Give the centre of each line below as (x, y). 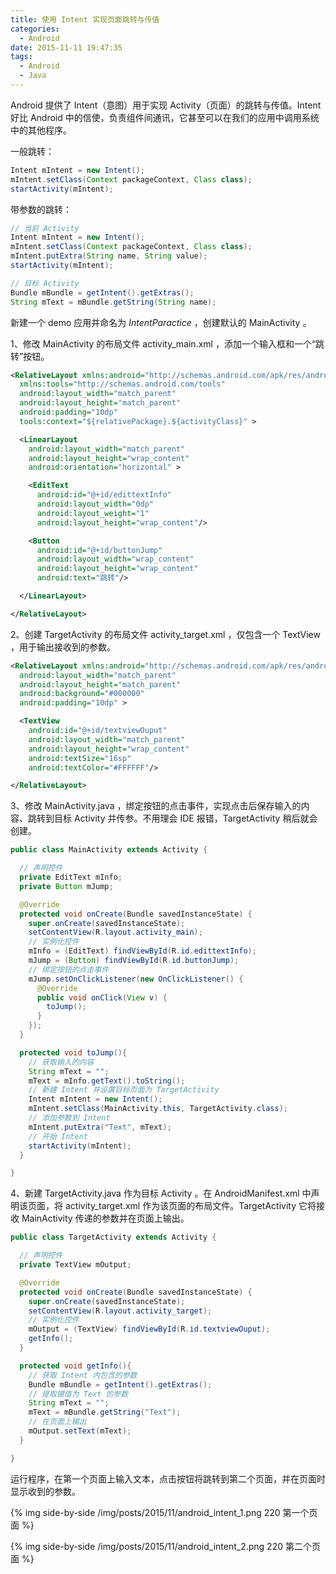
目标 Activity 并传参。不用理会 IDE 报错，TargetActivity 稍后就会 (185, 818)
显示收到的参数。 (45, 1491)
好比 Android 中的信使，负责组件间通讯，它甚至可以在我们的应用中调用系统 (165, 117)
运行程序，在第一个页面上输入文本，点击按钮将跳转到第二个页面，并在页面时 (168, 1478)
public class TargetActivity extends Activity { (113, 1237)
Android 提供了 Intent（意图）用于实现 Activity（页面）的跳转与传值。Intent (166, 105)
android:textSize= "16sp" (80, 758)
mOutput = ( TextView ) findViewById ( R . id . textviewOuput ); (149, 1329)
